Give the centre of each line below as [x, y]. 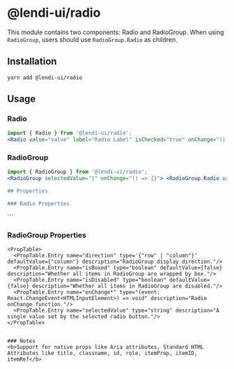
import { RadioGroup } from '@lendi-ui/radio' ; [78, 172]
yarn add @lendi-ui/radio [45, 77]
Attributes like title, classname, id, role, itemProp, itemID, [102, 354]
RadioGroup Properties [47, 235]
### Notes [22, 341]
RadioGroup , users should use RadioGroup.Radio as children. [92, 39]
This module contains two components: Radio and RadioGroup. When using [116, 32]
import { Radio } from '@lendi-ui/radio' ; [70, 133]
